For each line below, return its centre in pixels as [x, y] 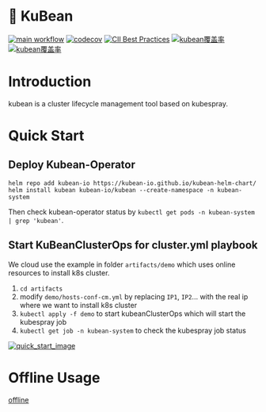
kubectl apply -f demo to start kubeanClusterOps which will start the [133, 314]
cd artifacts [41, 289]
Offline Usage [54, 377]
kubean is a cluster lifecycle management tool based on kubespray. [118, 103]
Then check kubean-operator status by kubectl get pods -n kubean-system [131, 212]
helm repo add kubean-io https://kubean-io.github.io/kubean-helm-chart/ [133, 183]
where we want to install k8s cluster [78, 305]
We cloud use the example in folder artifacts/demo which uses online [122, 264]
